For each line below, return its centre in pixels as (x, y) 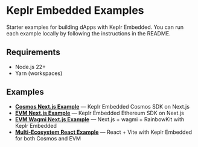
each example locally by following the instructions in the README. (88, 33)
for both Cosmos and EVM (48, 138)
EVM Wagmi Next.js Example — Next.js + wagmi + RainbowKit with (100, 119)
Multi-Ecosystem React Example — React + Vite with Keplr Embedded (103, 132)
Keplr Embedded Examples (75, 10)
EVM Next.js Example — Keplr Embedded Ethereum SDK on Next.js (99, 113)
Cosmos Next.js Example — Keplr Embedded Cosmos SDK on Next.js (102, 106)
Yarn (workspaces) (39, 73)
